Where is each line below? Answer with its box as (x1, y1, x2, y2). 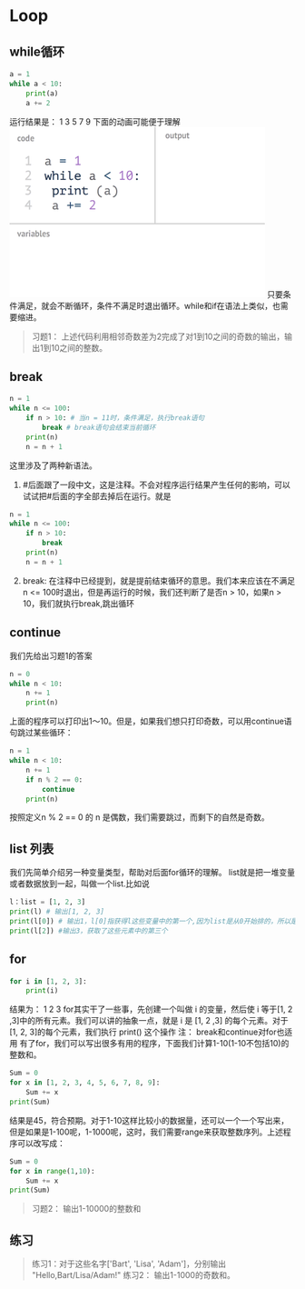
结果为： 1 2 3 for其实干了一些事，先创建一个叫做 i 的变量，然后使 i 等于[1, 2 (9, 1004, 293, 1014)
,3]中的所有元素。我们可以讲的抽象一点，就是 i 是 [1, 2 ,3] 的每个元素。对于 (9, 1015, 289, 1026)
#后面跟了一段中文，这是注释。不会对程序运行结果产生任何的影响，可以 (22, 479, 290, 490)
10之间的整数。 (51, 342, 108, 353)
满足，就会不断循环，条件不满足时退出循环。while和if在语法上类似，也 (16, 300, 281, 311)
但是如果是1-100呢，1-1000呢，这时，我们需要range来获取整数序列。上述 (9, 1126, 283, 1137)
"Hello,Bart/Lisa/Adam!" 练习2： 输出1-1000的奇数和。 (31, 1270, 236, 1281)
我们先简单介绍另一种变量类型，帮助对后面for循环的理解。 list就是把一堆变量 (9, 867, 296, 878)
